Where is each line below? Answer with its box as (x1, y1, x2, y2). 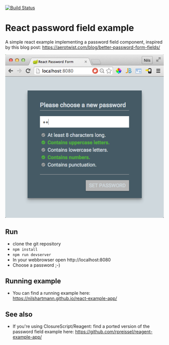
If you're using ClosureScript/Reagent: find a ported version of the (12, 323, 150, 329)
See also (5, 310, 33, 318)
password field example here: (12, 329, 74, 335)
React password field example (5, 23, 134, 34)
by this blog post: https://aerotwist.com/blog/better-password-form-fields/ (5, 44, 160, 50)
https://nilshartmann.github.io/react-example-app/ (12, 295, 117, 301)
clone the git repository (12, 241, 61, 247)
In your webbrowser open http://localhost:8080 (12, 257, 111, 263)
